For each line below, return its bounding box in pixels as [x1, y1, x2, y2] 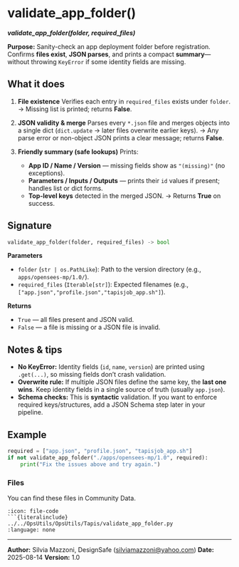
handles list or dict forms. [28, 184, 103, 192]
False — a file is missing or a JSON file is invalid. [17, 323, 161, 332]
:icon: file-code [7, 507, 59, 514]
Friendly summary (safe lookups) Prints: [17, 147, 139, 156]
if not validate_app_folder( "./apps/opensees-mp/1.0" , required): [7, 454, 208, 461]
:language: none [7, 526, 55, 534]
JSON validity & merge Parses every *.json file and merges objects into [17, 118, 230, 127]
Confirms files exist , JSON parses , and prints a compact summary [7, 50, 205, 58]
